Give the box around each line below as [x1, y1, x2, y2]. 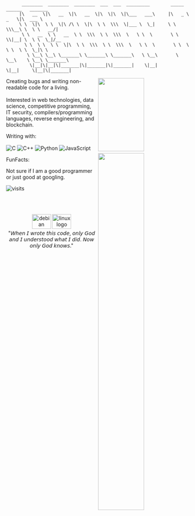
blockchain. [6, 121, 34, 128]
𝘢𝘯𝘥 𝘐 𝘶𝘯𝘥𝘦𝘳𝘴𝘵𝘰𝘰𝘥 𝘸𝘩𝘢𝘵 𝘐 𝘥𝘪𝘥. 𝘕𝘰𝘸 [9, 235, 95, 242]
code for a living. [28, 84, 69, 91]
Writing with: [6, 133, 37, 139]
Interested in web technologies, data [6, 97, 94, 103]
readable [6, 84, 27, 91]
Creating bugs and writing [6, 78, 69, 84]
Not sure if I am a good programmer [6, 167, 92, 174]
